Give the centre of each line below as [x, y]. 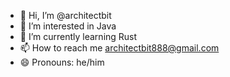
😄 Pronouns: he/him [62, 62]
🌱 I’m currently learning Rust [78, 36]
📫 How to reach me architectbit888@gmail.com [119, 48]
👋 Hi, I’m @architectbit [65, 15]
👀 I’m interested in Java [68, 26]
